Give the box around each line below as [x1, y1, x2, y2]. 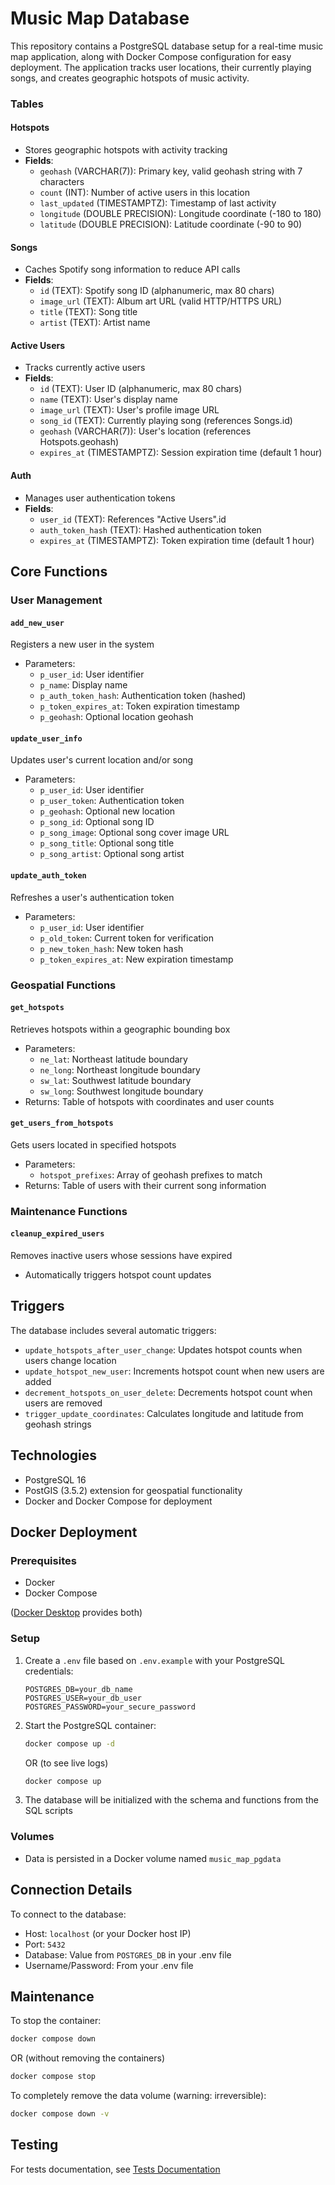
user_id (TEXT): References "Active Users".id [39, 513, 227, 525]
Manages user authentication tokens [24, 492, 176, 504]
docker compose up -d [24, 1738, 115, 1749]
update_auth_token [10, 870, 87, 881]
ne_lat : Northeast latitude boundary [39, 1053, 188, 1065]
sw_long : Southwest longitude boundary [39, 1085, 204, 1097]
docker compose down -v [10, 2109, 110, 2119]
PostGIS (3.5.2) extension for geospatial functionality [24, 1484, 243, 1496]
